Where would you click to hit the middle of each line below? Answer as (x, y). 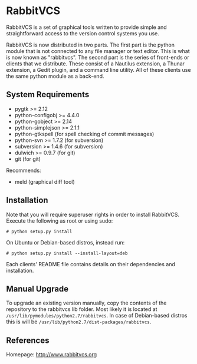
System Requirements (48, 95)
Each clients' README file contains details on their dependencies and (91, 264)
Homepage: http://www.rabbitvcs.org (52, 355)
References (28, 340)
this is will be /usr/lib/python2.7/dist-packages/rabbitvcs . (79, 322)
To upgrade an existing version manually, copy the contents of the (86, 303)
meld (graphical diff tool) (45, 181)
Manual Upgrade (37, 289)
